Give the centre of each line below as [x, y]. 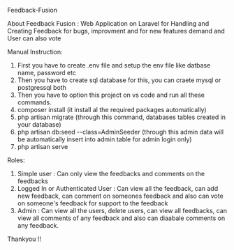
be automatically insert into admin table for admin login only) [104, 139]
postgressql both [42, 87]
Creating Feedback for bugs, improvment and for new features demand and [116, 31]
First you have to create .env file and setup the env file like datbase [114, 65]
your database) [39, 124]
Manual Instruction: [35, 52]
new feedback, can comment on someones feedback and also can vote [120, 196]
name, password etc [47, 73]
